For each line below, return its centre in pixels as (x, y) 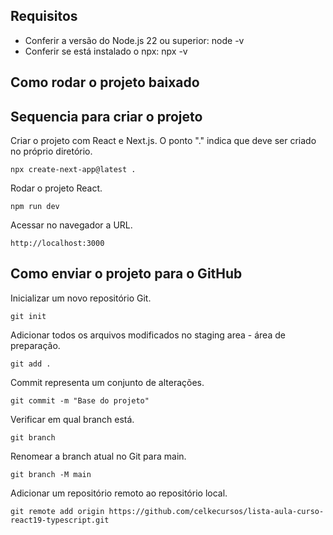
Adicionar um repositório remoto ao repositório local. (119, 493)
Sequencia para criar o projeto (106, 116)
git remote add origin (57, 511)
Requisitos (44, 16)
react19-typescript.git (60, 520)
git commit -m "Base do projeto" (80, 400)
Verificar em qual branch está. (72, 419)
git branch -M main (51, 474)
